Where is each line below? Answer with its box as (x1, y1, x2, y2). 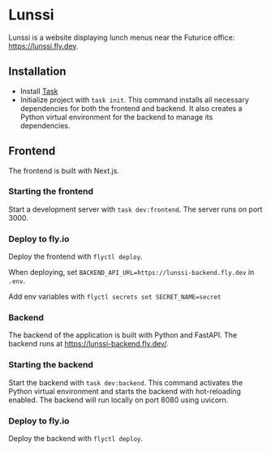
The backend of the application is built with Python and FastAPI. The (8, 330, 238, 340)
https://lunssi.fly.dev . (8, 41, 79, 50)
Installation (8, 65, 67, 79)
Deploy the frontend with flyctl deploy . (8, 251, 144, 261)
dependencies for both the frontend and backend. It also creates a (19, 103, 243, 113)
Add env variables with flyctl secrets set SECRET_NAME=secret (8, 292, 222, 302)
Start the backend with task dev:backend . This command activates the (8, 377, 243, 387)
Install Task (19, 86, 58, 96)
